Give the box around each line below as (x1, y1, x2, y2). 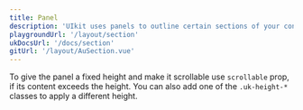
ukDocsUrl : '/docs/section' (9, 38, 115, 48)
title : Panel (9, 13, 59, 23)
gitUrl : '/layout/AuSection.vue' (9, 47, 135, 56)
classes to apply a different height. (9, 91, 138, 102)
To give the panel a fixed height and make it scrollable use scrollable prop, (9, 71, 290, 82)
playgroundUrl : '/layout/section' (9, 30, 140, 39)
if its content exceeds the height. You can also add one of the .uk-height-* (9, 81, 289, 92)
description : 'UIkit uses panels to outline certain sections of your (9, 22, 280, 31)
